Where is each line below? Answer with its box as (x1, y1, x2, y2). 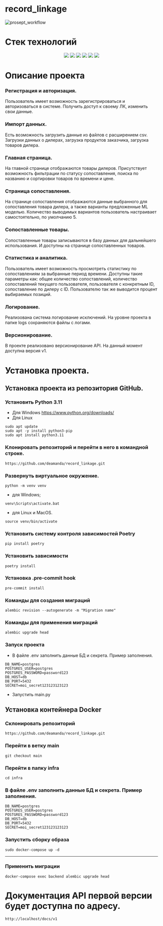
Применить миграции (5, 863, 60, 870)
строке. (5, 450, 24, 457)
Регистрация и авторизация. (5, 87, 77, 94)
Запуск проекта (5, 641, 45, 648)
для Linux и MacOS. (12, 509, 53, 515)
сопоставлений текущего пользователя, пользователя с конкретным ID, (5, 281, 155, 287)
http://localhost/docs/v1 (5, 916, 57, 921)
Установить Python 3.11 (5, 399, 62, 406)
